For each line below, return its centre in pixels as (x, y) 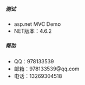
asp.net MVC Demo (37, 24)
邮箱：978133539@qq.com (47, 69)
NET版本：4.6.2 (33, 31)
